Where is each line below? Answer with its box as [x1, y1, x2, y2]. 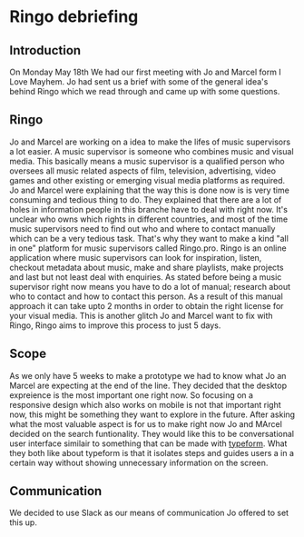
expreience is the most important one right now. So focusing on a [9, 389, 254, 401]
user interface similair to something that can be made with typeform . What [9, 438, 288, 449]
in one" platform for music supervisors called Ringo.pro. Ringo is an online [9, 243, 288, 254]
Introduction [9, 43, 82, 58]
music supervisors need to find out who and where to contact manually [9, 223, 276, 234]
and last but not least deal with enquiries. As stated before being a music [9, 271, 282, 283]
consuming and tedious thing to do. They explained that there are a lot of [9, 194, 282, 205]
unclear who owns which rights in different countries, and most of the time [9, 214, 289, 224]
